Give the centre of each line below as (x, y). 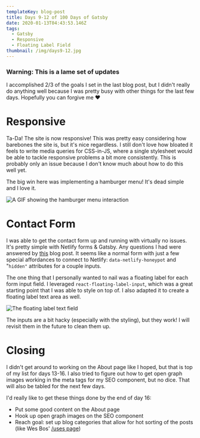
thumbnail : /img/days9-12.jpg (44, 51)
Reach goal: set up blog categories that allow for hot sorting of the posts (104, 422)
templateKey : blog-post (36, 12)
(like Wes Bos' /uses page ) (48, 428)
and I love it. (21, 188)
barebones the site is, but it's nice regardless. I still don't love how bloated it (99, 144)
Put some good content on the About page (67, 409)
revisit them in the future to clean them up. (59, 326)
